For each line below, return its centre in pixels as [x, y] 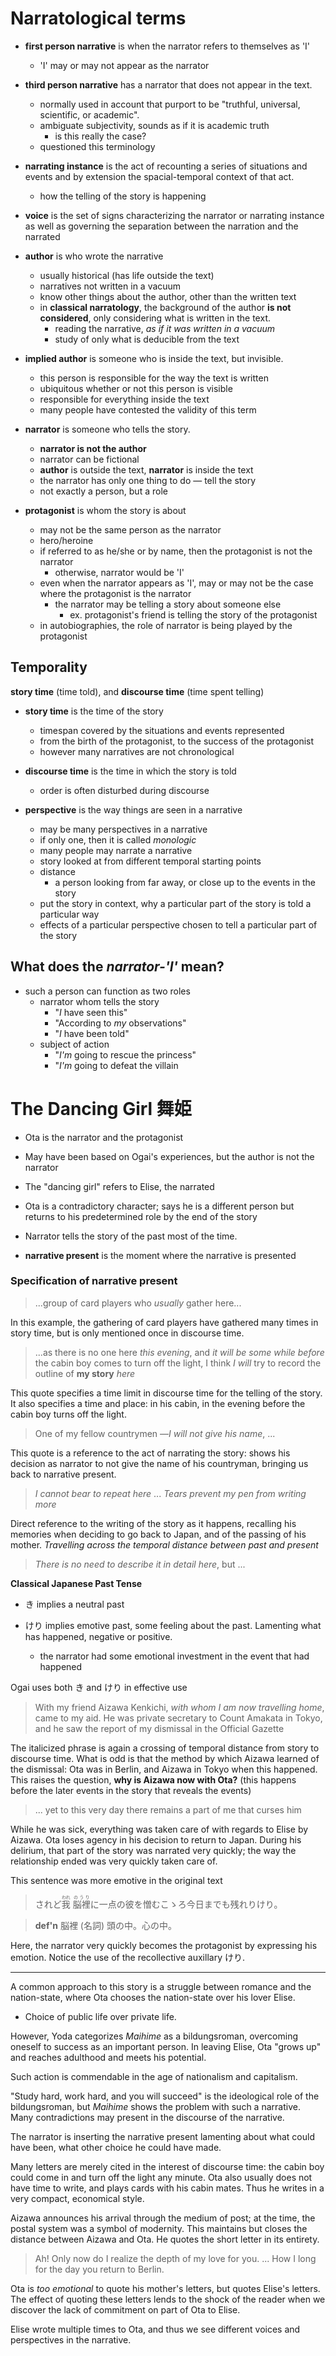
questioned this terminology [97, 146]
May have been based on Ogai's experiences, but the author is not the [169, 1156]
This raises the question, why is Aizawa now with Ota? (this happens [153, 1779]
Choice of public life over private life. [100, 2016]
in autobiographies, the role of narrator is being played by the [166, 625]
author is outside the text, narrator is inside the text [146, 469]
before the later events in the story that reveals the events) [131, 1790]
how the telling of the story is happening [123, 196]
